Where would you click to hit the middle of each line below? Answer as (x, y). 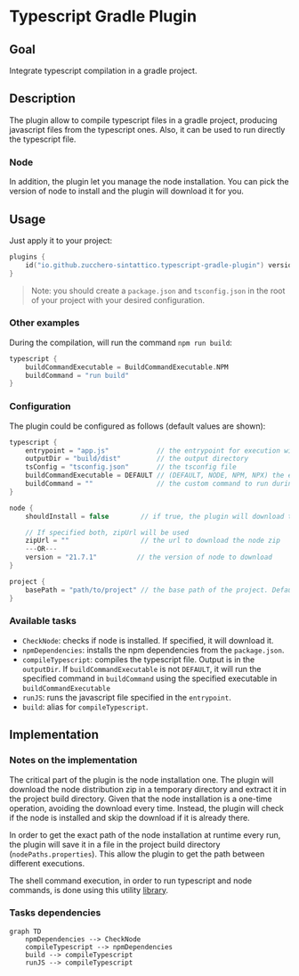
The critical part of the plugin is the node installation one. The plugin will (141, 779)
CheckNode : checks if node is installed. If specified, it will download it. (148, 640)
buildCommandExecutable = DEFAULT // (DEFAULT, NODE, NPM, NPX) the (155, 476)
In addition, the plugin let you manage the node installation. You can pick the (149, 182)
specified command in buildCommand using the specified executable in (149, 678)
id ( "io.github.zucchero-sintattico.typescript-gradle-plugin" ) (145, 265)
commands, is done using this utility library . (89, 890)
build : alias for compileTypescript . (85, 707)
